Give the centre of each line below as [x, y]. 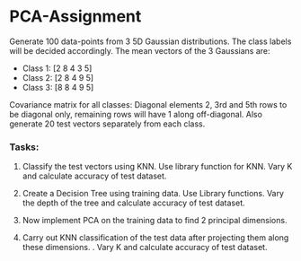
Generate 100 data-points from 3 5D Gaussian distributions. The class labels [150, 41]
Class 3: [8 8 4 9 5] [58, 87]
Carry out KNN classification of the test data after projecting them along [155, 238]
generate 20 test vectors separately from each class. [107, 124]
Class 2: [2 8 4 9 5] [58, 77]
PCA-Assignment [75, 17]
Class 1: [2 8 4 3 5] [57, 68]
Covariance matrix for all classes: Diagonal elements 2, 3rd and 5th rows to [148, 104]
